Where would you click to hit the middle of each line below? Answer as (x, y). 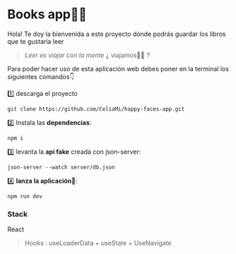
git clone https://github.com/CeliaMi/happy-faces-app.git (96, 109)
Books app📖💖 (47, 14)
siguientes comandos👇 (41, 76)
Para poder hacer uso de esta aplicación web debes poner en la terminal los (118, 68)
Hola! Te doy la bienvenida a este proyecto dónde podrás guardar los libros (117, 34)
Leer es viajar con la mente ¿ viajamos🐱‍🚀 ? (87, 55)
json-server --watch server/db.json (61, 167)
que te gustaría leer (36, 41)
